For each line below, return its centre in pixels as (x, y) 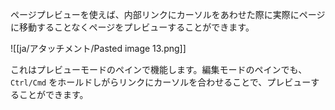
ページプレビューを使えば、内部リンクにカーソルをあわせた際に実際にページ (168, 14)
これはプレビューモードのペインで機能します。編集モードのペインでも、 (159, 69)
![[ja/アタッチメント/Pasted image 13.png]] (98, 48)
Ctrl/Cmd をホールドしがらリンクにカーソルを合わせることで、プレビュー (161, 82)
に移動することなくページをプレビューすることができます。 (132, 27)
